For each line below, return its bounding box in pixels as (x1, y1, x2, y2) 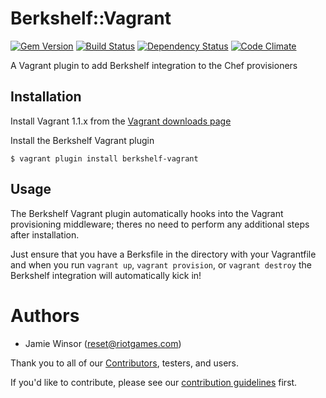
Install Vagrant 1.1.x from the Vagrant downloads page (10, 115, 232, 127)
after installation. (10, 228, 80, 241)
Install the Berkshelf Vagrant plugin (10, 134, 155, 146)
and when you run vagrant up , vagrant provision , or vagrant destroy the (10, 258, 312, 271)
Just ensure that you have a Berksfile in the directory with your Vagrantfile (10, 248, 317, 260)
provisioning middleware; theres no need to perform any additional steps (10, 218, 310, 230)
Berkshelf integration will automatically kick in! (10, 269, 202, 281)
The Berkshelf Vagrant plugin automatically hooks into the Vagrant (10, 207, 284, 219)
